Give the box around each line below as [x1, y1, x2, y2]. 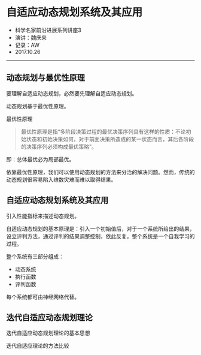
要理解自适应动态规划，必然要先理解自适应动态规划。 [6, 89, 138, 97]
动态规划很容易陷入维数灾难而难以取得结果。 [6, 176, 117, 183]
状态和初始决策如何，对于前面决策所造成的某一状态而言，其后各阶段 [26, 136, 194, 143]
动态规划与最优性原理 [6, 73, 85, 83]
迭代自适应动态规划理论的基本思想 [6, 329, 90, 336]
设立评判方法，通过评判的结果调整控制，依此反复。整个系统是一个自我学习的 [6, 232, 195, 240]
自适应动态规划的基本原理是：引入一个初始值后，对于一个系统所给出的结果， [6, 225, 195, 232]
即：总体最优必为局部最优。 [6, 155, 75, 163]
